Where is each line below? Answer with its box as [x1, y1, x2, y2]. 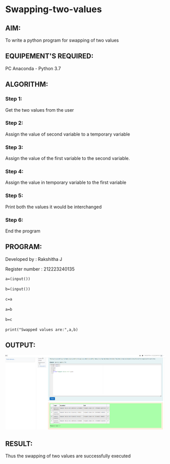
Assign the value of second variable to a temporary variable [5, 131, 130, 137]
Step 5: [5, 192, 24, 199]
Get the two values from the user [5, 107, 75, 113]
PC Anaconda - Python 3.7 [5, 65, 61, 72]
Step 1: [5, 95, 22, 103]
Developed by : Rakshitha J [5, 256, 62, 262]
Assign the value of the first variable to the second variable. [5, 155, 130, 161]
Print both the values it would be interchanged [5, 204, 102, 210]
